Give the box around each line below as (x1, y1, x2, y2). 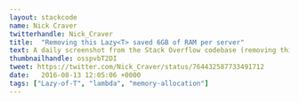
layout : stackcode (9, 12, 77, 22)
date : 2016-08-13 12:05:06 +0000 (9, 71, 141, 80)
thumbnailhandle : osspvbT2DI (9, 54, 117, 63)
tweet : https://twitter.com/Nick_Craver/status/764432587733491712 (9, 63, 265, 72)
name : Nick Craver (9, 21, 77, 30)
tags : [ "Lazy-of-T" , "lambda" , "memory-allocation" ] (9, 79, 209, 88)
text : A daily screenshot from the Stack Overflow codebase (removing (9, 46, 277, 55)
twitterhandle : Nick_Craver (9, 29, 114, 38)
